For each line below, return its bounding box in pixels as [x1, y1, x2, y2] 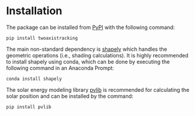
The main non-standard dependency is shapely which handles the [6, 46, 167, 53]
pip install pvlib [6, 104, 51, 110]
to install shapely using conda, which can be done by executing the [6, 58, 170, 65]
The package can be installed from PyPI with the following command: [6, 24, 175, 31]
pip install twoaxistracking [6, 35, 78, 41]
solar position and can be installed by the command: [6, 92, 134, 99]
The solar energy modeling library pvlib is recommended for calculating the [6, 86, 190, 93]
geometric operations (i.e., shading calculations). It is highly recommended [6, 51, 188, 59]
